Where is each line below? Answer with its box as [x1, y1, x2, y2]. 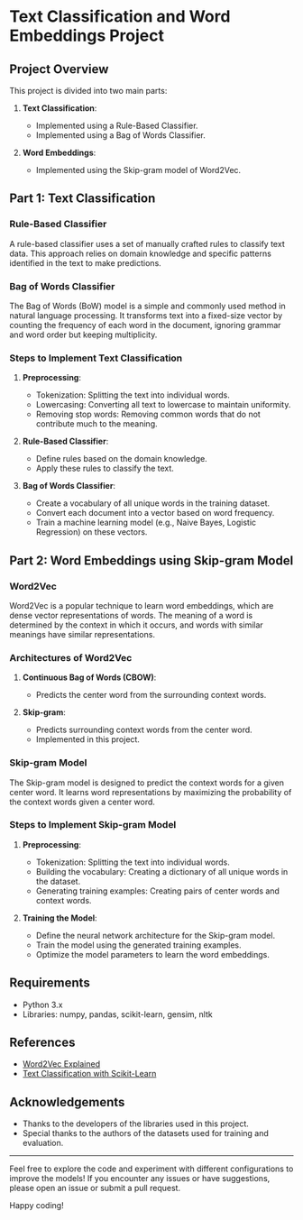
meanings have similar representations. [9, 628, 156, 639]
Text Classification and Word [9, 6, 231, 27]
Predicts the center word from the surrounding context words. [35, 690, 267, 701]
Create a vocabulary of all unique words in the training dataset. [35, 498, 271, 509]
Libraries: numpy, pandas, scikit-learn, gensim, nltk [22, 1008, 214, 1020]
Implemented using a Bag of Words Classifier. [35, 130, 206, 141]
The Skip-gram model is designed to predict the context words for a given [9, 777, 284, 788]
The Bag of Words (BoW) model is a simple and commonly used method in [9, 300, 286, 311]
